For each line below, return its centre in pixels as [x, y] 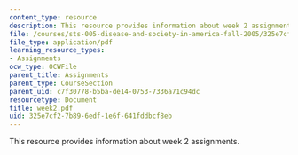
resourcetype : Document [53, 100]
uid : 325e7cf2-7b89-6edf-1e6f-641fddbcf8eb [91, 116]
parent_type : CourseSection [61, 83]
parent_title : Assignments [59, 75]
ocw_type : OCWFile [43, 67]
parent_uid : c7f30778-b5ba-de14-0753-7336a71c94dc [105, 91]
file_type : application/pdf [61, 42]
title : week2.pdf [41, 108]
